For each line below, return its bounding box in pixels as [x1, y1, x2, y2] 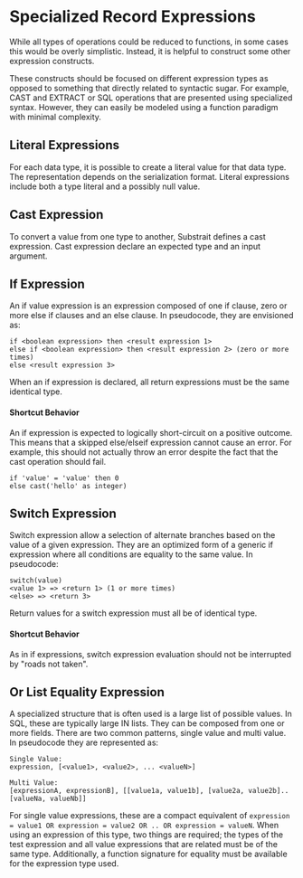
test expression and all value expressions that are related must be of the [9, 839, 279, 850]
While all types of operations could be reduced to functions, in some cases [9, 36, 289, 47]
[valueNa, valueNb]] [9, 794, 88, 804]
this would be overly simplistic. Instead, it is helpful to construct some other [9, 45, 291, 56]
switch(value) [9, 576, 63, 585]
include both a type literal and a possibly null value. [9, 181, 201, 192]
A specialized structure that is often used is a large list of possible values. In [9, 708, 292, 720]
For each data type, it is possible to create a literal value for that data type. [9, 161, 287, 173]
